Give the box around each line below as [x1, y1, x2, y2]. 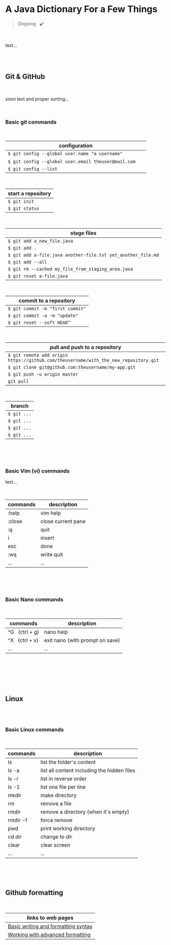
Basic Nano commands [5, 596, 64, 603]
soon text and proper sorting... [5, 95, 69, 102]
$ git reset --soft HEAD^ [8, 320, 71, 326]
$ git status [8, 206, 40, 212]
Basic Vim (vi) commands [5, 467, 70, 475]
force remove [40, 816, 73, 824]
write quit [40, 551, 63, 558]
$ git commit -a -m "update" [8, 313, 78, 319]
